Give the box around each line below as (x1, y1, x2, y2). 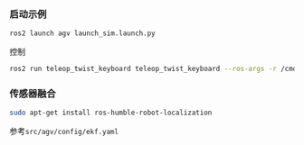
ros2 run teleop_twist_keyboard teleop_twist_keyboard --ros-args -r (9, 65, 278, 74)
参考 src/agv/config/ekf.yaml (9, 126, 119, 137)
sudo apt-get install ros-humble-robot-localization (9, 108, 213, 118)
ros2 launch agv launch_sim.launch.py (9, 29, 156, 38)
